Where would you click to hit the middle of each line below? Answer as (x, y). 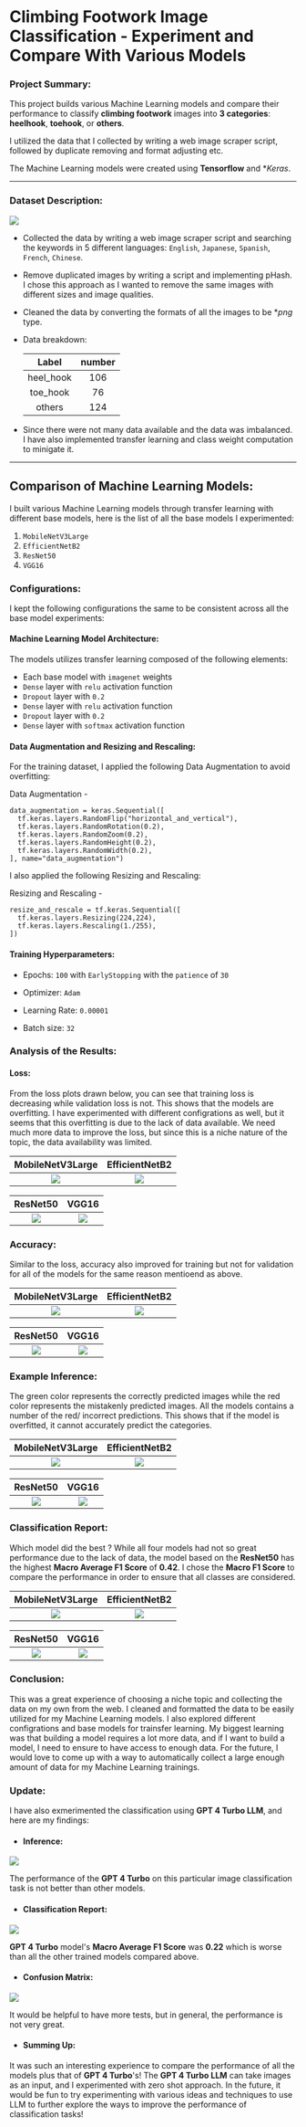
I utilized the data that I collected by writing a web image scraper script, (143, 141)
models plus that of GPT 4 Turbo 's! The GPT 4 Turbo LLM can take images (150, 2075)
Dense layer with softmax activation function (103, 726)
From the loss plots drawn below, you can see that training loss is (132, 1093)
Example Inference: (53, 1376)
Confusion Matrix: (58, 1977)
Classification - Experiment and (132, 36)
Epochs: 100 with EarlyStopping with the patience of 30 (126, 974)
